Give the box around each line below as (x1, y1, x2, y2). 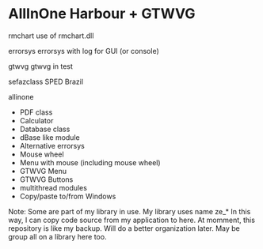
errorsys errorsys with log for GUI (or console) (8, 46, 160, 55)
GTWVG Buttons (19, 175, 74, 184)
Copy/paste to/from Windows (19, 191, 116, 201)
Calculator (19, 115, 54, 125)
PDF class (19, 108, 53, 117)
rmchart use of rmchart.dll (8, 31, 94, 40)
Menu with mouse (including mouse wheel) (19, 157, 161, 167)
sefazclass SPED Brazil (8, 77, 84, 86)
